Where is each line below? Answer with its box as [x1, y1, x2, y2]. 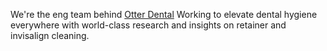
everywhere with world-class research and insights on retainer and [10, 19, 287, 31]
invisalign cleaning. [10, 30, 90, 41]
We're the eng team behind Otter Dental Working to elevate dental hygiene [10, 9, 318, 20]
